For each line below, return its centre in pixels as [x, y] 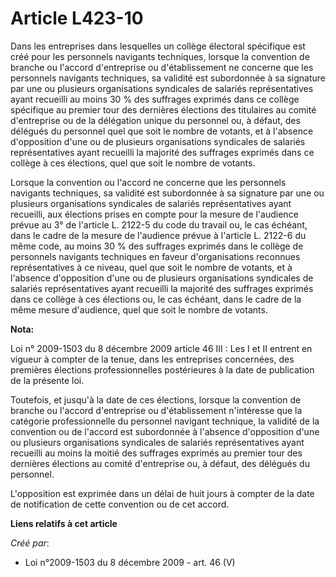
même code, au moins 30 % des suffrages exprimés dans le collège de [157, 246]
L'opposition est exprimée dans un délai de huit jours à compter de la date [162, 493]
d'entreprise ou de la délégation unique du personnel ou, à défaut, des [155, 120]
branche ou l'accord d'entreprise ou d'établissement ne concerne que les [162, 67]
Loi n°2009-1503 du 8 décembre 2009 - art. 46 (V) [130, 562]
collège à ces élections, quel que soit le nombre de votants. [133, 163]
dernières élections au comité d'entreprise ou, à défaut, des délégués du [160, 463]
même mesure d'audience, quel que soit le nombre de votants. [139, 309]
